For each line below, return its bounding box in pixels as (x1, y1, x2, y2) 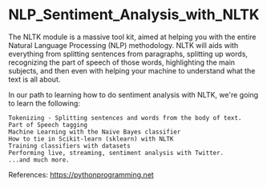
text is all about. (8, 74, 61, 84)
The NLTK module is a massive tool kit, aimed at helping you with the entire (8, 32, 257, 42)
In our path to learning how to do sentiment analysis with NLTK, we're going (8, 90, 259, 99)
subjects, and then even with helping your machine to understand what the (8, 66, 256, 75)
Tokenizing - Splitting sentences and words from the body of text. (8, 113, 242, 121)
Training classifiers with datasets (8, 141, 131, 149)
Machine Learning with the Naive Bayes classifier (8, 128, 181, 136)
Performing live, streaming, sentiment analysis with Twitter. (8, 149, 225, 157)
